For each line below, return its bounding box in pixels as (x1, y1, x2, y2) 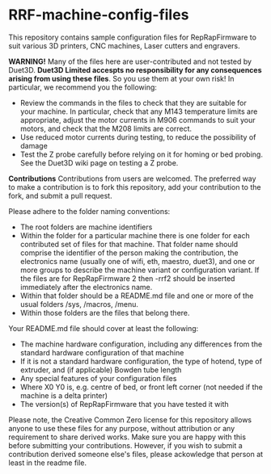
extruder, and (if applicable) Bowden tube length (19, 365, 182, 375)
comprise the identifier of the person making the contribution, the (19, 248, 239, 258)
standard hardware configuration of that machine (19, 347, 184, 357)
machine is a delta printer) (19, 390, 108, 401)
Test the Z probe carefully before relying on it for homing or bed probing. (19, 149, 263, 159)
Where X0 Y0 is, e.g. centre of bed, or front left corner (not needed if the (19, 382, 263, 392)
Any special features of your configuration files (19, 373, 177, 383)
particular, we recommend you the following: (8, 82, 158, 92)
